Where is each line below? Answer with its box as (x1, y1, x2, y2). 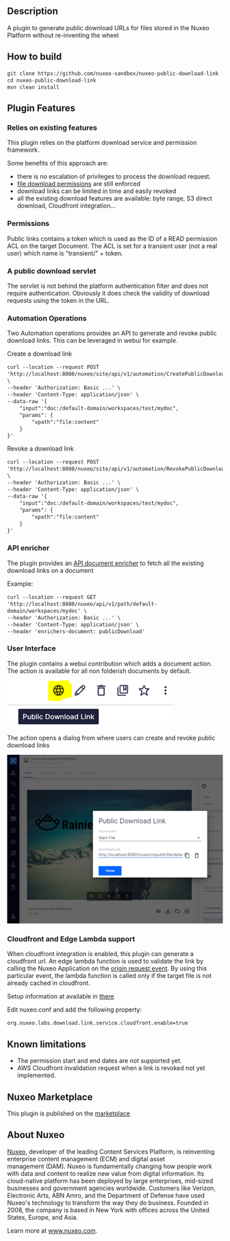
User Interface (7, 644, 56, 653)
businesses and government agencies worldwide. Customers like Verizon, (7, 1184, 216, 1192)
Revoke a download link (7, 444, 74, 453)
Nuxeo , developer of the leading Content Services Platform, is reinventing (7, 1147, 215, 1156)
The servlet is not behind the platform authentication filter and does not (7, 282, 209, 290)
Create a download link (7, 350, 73, 358)
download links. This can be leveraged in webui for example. (7, 337, 178, 345)
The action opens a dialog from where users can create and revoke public (7, 733, 216, 742)
